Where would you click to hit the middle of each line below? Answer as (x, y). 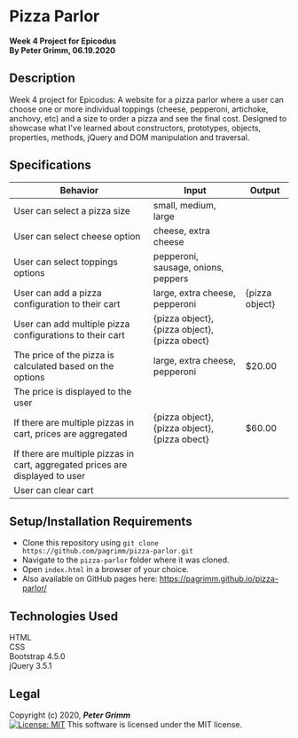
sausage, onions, (189, 267)
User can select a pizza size (72, 210)
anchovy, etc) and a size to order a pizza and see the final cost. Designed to (148, 118)
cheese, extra (182, 231)
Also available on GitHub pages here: (90, 579)
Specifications (50, 165)
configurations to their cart (70, 334)
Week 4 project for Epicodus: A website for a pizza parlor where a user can (146, 99)
